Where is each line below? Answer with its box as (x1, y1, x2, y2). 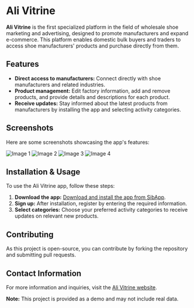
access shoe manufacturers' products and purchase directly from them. (6, 42, 179, 49)
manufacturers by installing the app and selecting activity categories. (14, 106, 181, 113)
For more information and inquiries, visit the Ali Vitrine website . (6, 284, 158, 291)
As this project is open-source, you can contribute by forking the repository (6, 245, 188, 252)
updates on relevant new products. (14, 212, 99, 219)
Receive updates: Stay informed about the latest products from (14, 100, 168, 107)
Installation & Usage (6, 167, 81, 177)
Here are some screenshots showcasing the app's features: (6, 138, 150, 145)
